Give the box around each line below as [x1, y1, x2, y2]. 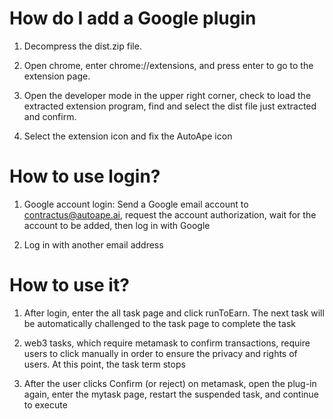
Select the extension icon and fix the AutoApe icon [23, 130, 233, 142]
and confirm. [23, 110, 77, 122]
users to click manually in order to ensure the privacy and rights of [23, 347, 298, 359]
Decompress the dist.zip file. [23, 40, 142, 52]
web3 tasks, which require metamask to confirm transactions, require [23, 337, 311, 349]
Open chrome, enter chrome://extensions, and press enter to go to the [23, 59, 314, 71]
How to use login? [9, 165, 161, 188]
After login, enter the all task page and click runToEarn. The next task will [23, 307, 325, 319]
